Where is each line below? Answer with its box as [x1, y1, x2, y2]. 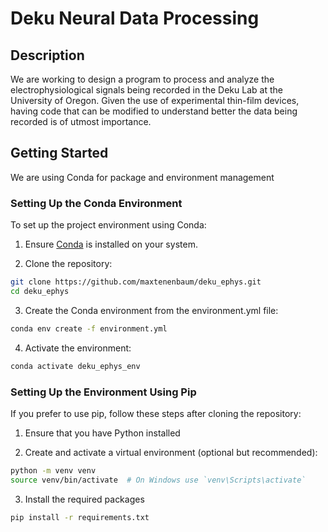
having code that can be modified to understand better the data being [10, 105, 298, 117]
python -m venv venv [10, 465, 97, 476]
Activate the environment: [24, 342, 132, 354]
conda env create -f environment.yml [10, 323, 168, 334]
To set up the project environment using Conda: [10, 219, 207, 231]
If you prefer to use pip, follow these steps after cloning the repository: [10, 407, 302, 419]
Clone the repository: [24, 258, 113, 270]
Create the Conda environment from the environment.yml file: [24, 304, 279, 316]
